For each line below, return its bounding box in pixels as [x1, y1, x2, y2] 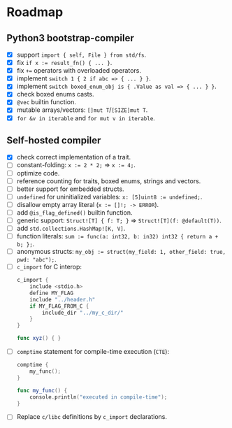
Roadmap [6, 4, 64, 20]
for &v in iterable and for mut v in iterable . [16, 113, 155, 122]
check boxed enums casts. [16, 90, 95, 99]
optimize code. [16, 169, 60, 177]
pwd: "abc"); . [16, 255, 57, 264]
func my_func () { [16, 387, 68, 394]
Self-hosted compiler [6, 134, 101, 146]
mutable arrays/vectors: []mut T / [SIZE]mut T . [16, 106, 148, 114]
